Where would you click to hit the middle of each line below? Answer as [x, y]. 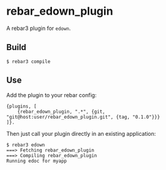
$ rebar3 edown [26, 145]
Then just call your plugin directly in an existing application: [81, 133]
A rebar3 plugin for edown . [39, 28]
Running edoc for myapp [37, 161]
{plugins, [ [21, 106]
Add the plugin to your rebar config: [51, 95]
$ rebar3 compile [28, 61]
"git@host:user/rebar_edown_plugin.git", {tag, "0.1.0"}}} [83, 117]
